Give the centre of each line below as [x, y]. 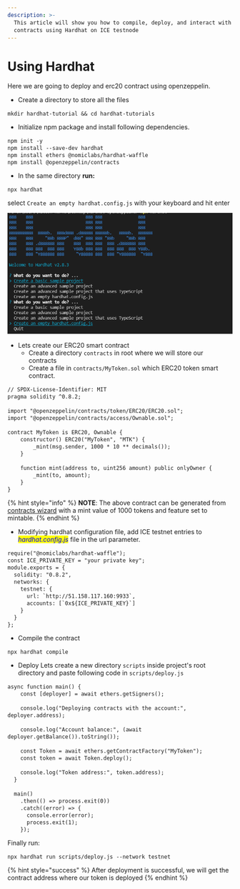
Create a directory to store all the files [74, 100]
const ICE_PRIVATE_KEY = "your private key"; [76, 561]
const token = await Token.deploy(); [76, 758]
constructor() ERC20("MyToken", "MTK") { [82, 439]
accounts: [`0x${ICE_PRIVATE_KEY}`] [81, 603]
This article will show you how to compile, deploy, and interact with [123, 22]
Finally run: [24, 843]
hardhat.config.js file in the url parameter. [79, 539]
